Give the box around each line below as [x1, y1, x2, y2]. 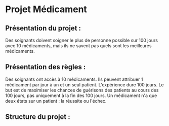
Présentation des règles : [5, 62, 86, 72]
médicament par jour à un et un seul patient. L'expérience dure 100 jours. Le [5, 81, 164, 87]
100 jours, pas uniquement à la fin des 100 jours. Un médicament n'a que [5, 92, 157, 99]
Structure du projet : [5, 113, 71, 121]
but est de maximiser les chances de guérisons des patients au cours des [5, 87, 159, 93]
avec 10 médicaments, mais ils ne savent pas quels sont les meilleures [5, 43, 152, 49]
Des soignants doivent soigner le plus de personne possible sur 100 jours [5, 37, 158, 43]
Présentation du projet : [5, 24, 81, 33]
